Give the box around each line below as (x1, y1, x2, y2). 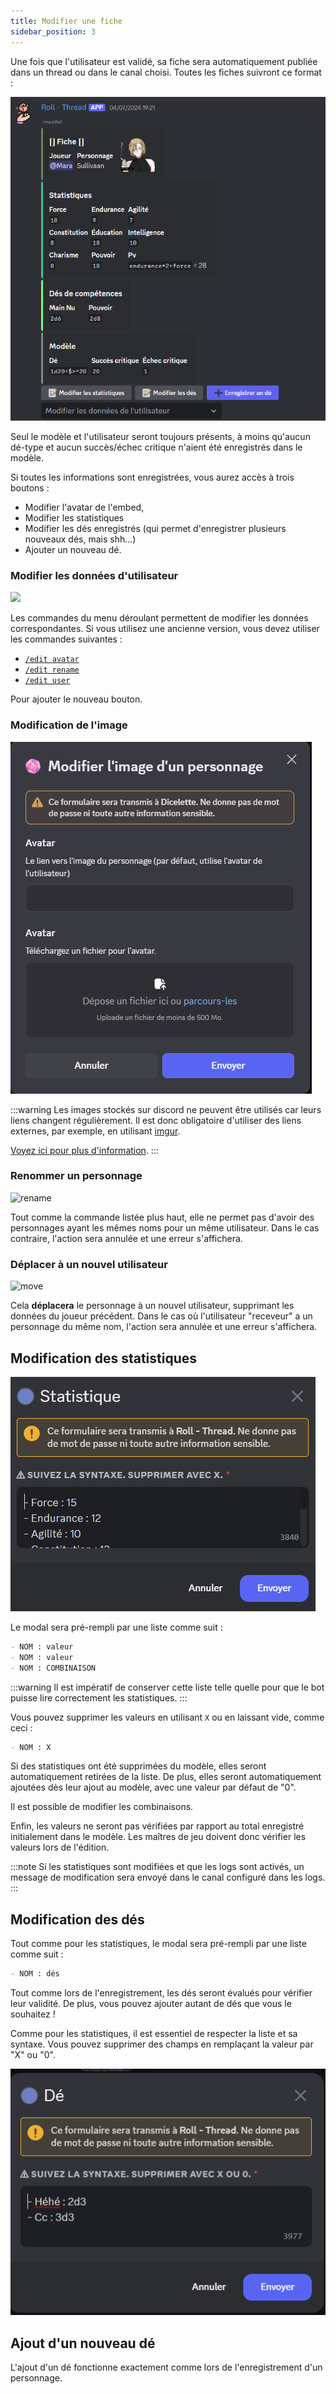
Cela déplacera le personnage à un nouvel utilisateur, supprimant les (10, 1300, 295, 1312)
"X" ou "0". (10, 2049, 56, 2061)
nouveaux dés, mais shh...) (24, 533, 137, 545)
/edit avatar (24, 655, 80, 665)
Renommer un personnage (10, 1169, 143, 1183)
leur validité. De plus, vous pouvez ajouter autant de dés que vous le (10, 1998, 292, 2010)
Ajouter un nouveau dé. (24, 543, 122, 555)
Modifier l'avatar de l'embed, (24, 501, 145, 513)
